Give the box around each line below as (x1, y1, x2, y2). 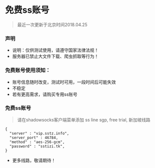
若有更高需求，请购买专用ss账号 (12, 91, 78, 97)
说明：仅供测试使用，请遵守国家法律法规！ (12, 47, 99, 53)
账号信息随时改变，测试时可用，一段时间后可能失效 (12, 79, 116, 85)
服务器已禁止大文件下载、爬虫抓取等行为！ (12, 54, 99, 59)
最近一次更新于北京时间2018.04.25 (17, 22, 88, 28)
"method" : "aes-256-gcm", (9, 140, 65, 144)
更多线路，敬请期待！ (12, 157, 56, 163)
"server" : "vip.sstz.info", (9, 131, 69, 136)
